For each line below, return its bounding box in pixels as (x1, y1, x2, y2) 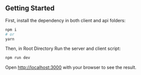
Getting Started (5, 4, 55, 13)
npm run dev (5, 55, 30, 60)
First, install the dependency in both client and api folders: (5, 17, 126, 23)
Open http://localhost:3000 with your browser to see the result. (5, 64, 137, 70)
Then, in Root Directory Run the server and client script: (5, 45, 121, 52)
